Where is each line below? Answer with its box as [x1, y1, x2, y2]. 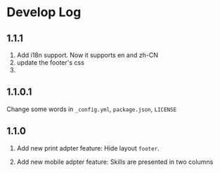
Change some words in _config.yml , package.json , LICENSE [6, 105, 177, 113]
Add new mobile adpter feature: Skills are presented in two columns [16, 158, 214, 166]
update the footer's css [16, 58, 85, 67]
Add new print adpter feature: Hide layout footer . [16, 143, 160, 152]
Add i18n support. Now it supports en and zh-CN [16, 51, 159, 59]
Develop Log [6, 4, 82, 20]
